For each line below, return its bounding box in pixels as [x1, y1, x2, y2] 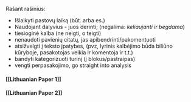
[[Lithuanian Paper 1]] [5, 75, 61, 83]
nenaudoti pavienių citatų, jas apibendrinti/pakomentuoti [14, 36, 156, 43]
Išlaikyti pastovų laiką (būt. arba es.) [14, 17, 106, 24]
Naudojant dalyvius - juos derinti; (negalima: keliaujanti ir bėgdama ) [14, 24, 185, 30]
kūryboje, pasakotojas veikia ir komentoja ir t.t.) [14, 49, 133, 56]
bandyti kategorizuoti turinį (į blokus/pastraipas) [14, 56, 136, 62]
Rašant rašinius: [5, 5, 46, 12]
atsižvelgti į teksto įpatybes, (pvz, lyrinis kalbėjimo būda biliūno [14, 42, 173, 49]
